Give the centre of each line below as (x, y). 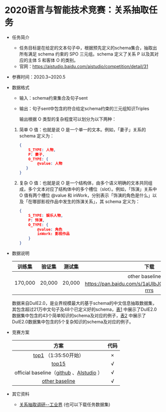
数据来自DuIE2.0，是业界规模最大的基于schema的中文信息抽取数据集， (84, 303)
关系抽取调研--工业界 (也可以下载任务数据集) (65, 405)
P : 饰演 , (37, 220)
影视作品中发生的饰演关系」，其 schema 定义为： (90, 202)
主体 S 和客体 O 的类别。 (53, 60)
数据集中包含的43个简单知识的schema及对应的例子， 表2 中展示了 (79, 316)
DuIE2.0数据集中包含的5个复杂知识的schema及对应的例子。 (73, 322)
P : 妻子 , (37, 154)
